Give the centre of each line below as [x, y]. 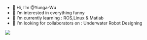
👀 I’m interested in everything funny [48, 13]
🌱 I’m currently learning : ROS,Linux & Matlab [58, 18]
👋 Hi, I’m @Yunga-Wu [34, 8]
